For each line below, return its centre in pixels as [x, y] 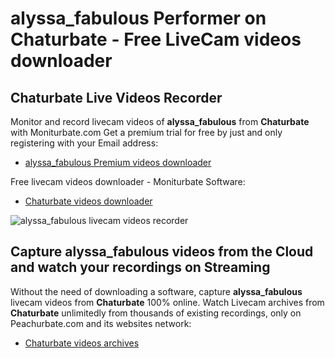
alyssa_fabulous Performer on [138, 18]
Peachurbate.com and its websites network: [101, 323]
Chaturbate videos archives [82, 343]
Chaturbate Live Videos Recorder [116, 97]
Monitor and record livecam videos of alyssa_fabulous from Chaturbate [160, 121]
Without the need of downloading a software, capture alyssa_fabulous [156, 291]
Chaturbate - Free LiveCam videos [156, 39]
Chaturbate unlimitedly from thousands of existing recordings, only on [156, 313]
